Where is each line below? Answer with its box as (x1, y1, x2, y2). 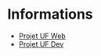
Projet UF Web (18, 31, 66, 40)
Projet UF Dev (18, 39, 64, 48)
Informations (7, 5, 93, 23)
